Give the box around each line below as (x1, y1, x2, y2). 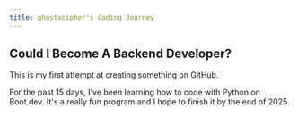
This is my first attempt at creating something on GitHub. (9, 70, 219, 80)
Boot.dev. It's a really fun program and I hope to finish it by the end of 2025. (9, 96, 290, 107)
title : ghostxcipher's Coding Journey (9, 12, 154, 22)
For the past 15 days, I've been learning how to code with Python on (9, 87, 260, 98)
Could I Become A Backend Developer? (9, 46, 232, 62)
